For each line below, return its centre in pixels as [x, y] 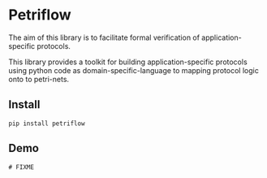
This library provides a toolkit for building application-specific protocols [128, 62]
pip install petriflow [47, 124]
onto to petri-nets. [39, 79]
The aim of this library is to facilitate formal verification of [104, 37]
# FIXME [22, 167]
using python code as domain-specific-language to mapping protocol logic [134, 70]
